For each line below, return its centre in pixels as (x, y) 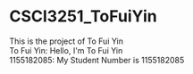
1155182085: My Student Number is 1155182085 (97, 60)
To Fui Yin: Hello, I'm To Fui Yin (66, 50)
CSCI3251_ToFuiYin (84, 16)
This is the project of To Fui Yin (66, 41)
